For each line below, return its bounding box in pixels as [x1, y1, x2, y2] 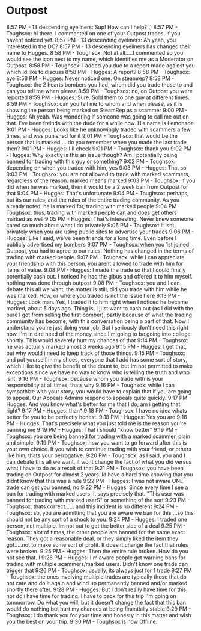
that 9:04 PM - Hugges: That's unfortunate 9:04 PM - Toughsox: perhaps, [6, 189, 189, 197]
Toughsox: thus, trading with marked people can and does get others [6, 209, 177, 216]
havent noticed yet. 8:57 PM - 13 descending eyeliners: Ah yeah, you [6, 36, 176, 43]
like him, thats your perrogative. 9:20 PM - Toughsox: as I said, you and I [6, 452, 186, 459]
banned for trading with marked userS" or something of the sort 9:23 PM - [6, 496, 190, 503]
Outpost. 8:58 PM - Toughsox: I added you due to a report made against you [6, 61, 195, 69]
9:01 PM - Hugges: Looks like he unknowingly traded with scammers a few [6, 126, 191, 133]
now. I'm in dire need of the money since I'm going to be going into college [6, 330, 191, 337]
